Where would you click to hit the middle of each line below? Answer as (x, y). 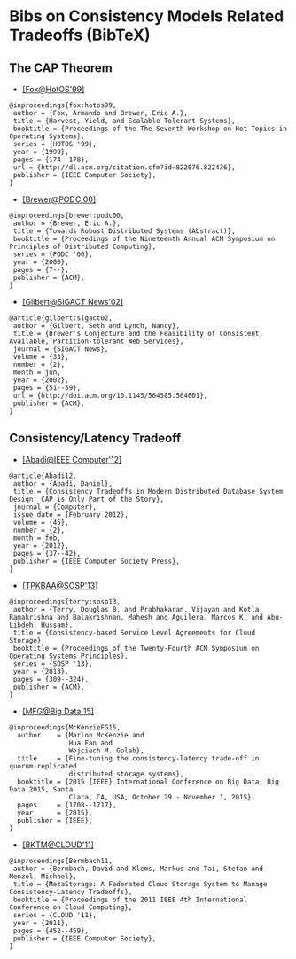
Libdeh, (23, 625)
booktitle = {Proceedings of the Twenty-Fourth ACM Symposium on (136, 648)
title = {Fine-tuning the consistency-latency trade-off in (138, 758)
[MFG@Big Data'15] (58, 711)
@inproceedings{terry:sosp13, (65, 601)
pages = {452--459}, (51, 931)
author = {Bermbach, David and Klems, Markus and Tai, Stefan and (138, 869)
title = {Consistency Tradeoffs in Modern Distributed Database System (148, 491)
